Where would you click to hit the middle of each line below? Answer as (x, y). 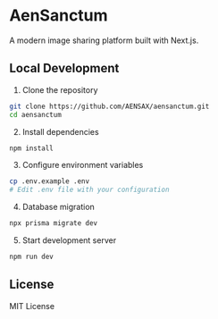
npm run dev (31, 256)
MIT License (32, 306)
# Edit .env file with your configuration (89, 190)
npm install (31, 148)
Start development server (69, 240)
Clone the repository (60, 89)
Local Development (64, 68)
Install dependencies (61, 131)
